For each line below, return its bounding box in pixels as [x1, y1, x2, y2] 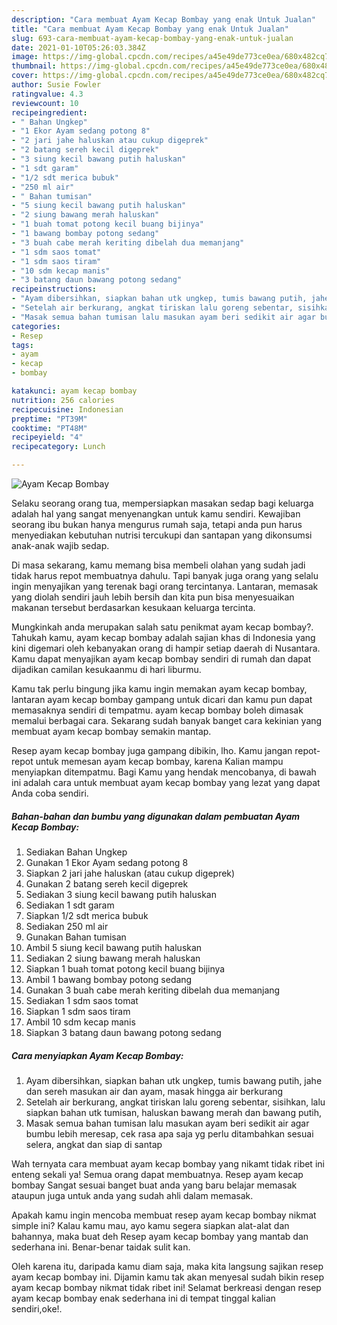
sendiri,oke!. [11, 1302, 63, 1315]
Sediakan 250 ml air [25, 920, 109, 932]
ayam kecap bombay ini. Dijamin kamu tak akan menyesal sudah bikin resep [11, 1271, 325, 1283]
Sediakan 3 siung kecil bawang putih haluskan [25, 888, 217, 900]
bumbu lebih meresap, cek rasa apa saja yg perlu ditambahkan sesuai [25, 1127, 314, 1140]
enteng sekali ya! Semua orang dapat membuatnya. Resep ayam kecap [11, 1168, 304, 1180]
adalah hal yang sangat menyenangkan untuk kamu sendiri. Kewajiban [11, 508, 301, 520]
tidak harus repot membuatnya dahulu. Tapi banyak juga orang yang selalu [11, 570, 319, 581]
